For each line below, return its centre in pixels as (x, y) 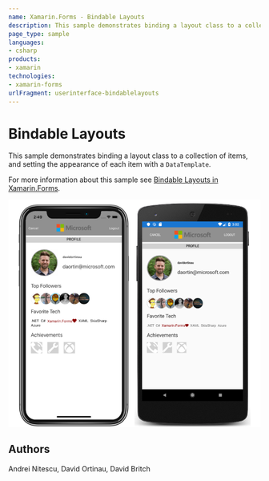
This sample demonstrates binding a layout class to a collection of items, (128, 156)
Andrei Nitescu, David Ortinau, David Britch (79, 468)
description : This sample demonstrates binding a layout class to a (125, 25)
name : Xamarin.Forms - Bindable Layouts (77, 17)
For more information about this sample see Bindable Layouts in (113, 180)
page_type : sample (39, 34)
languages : (26, 42)
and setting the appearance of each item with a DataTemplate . (110, 164)
